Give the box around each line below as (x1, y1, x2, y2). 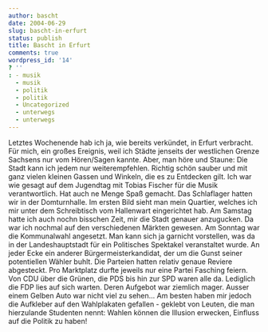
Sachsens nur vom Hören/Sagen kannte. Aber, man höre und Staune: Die (8, 154, 248, 164)
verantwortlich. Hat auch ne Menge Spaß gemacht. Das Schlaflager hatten (8, 189, 253, 198)
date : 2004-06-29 (8, 19, 66, 27)
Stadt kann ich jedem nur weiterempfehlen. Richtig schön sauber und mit (8, 163, 248, 173)
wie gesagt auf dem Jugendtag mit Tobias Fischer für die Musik (8, 180, 218, 190)
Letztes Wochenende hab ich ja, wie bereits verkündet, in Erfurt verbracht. (8, 138, 254, 147)
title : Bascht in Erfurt (8, 42, 91, 50)
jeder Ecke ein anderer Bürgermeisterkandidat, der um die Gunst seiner (8, 248, 243, 258)
